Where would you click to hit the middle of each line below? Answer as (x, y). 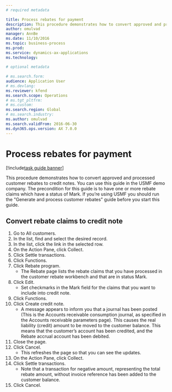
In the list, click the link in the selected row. (58, 244)
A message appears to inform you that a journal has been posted (89, 309)
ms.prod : (15, 48)
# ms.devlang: (21, 86)
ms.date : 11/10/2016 (28, 39)
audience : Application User (36, 81)
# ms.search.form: (25, 77)
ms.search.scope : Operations (37, 95)
